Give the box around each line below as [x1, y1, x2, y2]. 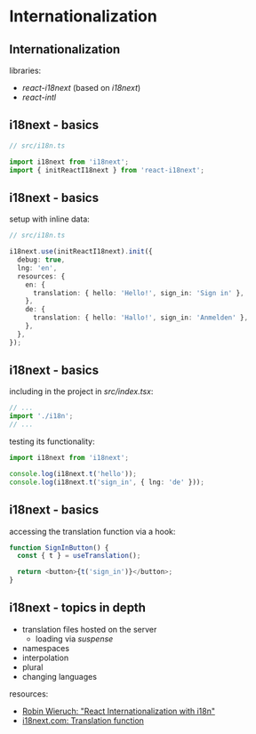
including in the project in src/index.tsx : [9, 386, 154, 397]
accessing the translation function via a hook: [9, 526, 176, 536]
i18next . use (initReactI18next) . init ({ [9, 247, 153, 256]
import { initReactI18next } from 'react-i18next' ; [9, 165, 204, 174]
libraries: [9, 65, 42, 76]
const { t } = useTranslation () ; [17, 552, 141, 561]
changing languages [21, 671, 98, 682]
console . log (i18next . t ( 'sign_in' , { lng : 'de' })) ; [9, 478, 204, 487]
